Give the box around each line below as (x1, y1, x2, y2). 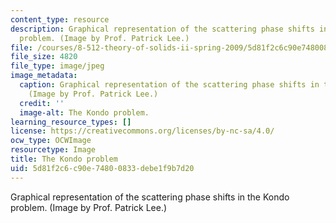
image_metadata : (10, 71, 78, 81)
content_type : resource (10, 14, 110, 25)
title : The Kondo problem (10, 154, 118, 164)
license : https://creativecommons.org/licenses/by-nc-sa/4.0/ (10, 126, 275, 136)
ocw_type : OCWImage (10, 136, 92, 146)
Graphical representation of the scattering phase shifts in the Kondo (10, 191, 290, 203)
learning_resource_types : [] (10, 117, 132, 127)
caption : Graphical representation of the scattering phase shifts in (19, 80, 320, 90)
